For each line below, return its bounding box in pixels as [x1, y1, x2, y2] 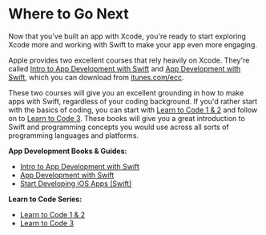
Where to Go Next [8, 5, 130, 23]
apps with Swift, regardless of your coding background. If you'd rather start [8, 96, 258, 106]
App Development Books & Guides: [8, 146, 127, 156]
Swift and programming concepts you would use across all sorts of [8, 122, 230, 132]
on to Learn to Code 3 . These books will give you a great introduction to [8, 113, 246, 123]
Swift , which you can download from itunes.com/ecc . [8, 72, 184, 82]
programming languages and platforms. [8, 130, 139, 140]
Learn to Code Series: [8, 194, 83, 204]
